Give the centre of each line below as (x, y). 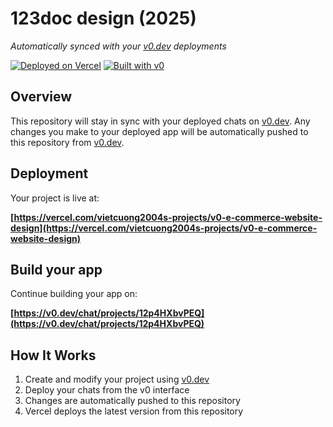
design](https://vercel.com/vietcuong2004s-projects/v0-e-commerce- (164, 228)
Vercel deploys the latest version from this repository (134, 411)
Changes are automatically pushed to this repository (132, 401)
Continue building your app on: (74, 294)
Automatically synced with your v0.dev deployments (118, 46)
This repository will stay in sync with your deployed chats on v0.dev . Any (160, 121)
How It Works (53, 355)
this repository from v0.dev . (67, 142)
